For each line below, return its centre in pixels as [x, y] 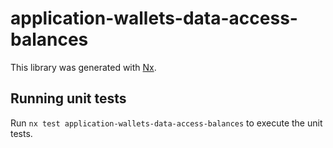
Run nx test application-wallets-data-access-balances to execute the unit [166, 123]
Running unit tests [68, 98]
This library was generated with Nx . [83, 67]
